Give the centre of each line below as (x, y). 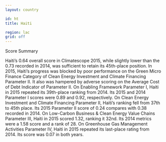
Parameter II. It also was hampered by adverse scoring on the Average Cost (82, 82)
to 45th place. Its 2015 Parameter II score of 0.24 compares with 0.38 (76, 108)
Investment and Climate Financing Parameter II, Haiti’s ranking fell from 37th (83, 103)
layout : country (22, 10)
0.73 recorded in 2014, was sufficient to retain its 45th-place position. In (79, 66)
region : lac (17, 32)
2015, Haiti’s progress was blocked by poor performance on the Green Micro (83, 71)
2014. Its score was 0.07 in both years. (45, 135)
